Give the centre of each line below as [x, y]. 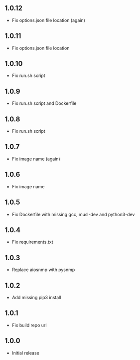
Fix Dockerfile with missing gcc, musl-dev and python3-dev [73, 214]
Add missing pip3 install [36, 297]
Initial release [25, 353]
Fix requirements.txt [32, 242]
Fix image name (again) [36, 159]
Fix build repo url [29, 325]
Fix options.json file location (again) [49, 20]
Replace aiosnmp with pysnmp [43, 270]
